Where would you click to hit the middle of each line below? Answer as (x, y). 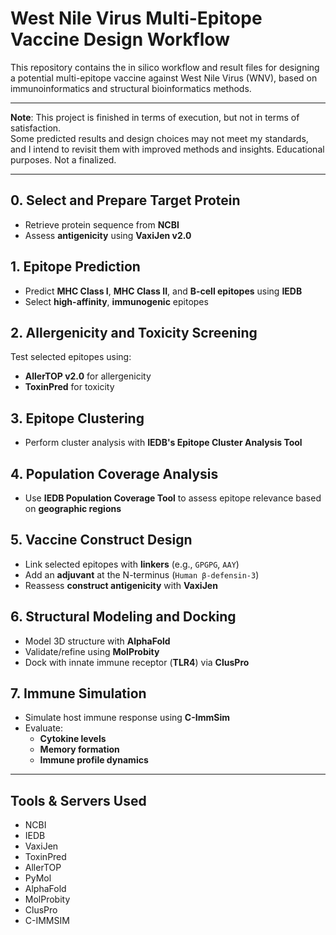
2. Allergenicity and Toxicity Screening (134, 332)
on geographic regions (73, 508)
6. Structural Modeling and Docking (123, 617)
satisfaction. (36, 128)
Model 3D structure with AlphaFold (97, 641)
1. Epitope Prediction (75, 267)
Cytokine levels (73, 739)
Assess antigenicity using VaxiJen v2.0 (108, 235)
